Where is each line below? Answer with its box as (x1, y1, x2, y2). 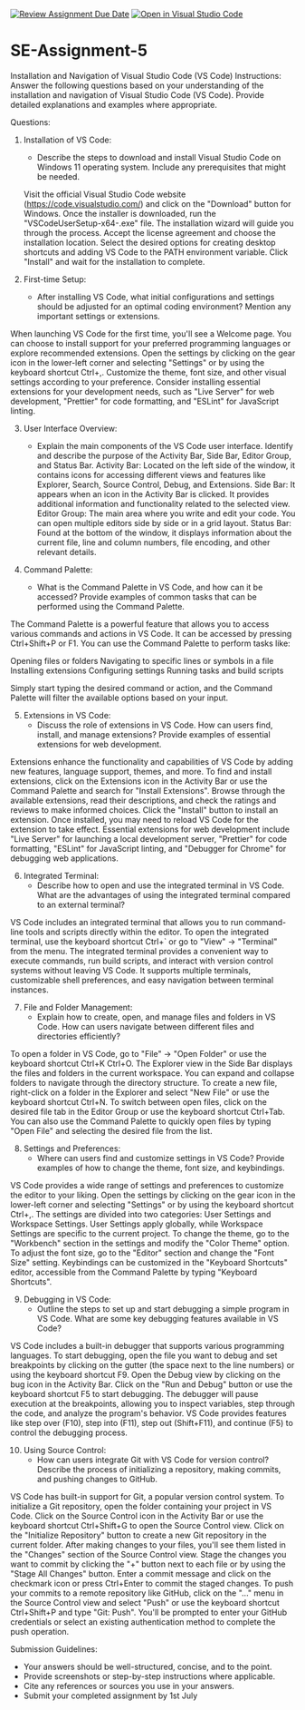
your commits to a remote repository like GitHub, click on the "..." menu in (10, 1588, 284, 1598)
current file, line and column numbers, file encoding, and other (36, 536, 271, 548)
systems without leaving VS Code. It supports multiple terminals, (10, 964, 252, 975)
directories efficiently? (36, 1031, 121, 1041)
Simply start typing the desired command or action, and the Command (10, 682, 273, 693)
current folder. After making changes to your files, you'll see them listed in (10, 1539, 286, 1550)
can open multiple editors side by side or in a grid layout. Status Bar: (36, 517, 292, 528)
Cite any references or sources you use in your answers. (23, 1680, 234, 1691)
